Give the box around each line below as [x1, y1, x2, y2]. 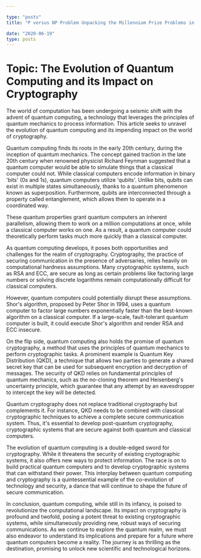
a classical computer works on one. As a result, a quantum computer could [6, 226, 191, 234]
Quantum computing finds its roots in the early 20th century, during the [6, 145, 183, 152]
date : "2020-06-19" [6, 31, 55, 37]
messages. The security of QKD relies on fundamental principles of [6, 370, 173, 377]
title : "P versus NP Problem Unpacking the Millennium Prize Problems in [6, 19, 195, 26]
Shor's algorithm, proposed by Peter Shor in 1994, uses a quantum [6, 301, 171, 308]
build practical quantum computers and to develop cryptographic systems [6, 463, 190, 470]
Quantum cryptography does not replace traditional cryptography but [6, 401, 178, 408]
